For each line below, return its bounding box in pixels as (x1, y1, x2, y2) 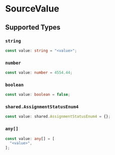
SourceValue (5, 3, 59, 15)
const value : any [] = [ (5, 136, 55, 141)
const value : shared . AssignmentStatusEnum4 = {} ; (5, 114, 111, 119)
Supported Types (5, 23, 61, 32)
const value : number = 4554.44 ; (5, 70, 72, 75)
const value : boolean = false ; (5, 92, 70, 97)
